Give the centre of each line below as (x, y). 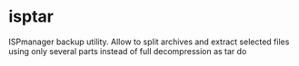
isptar (31, 17)
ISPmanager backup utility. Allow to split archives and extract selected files (149, 42)
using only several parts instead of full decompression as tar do (128, 51)
